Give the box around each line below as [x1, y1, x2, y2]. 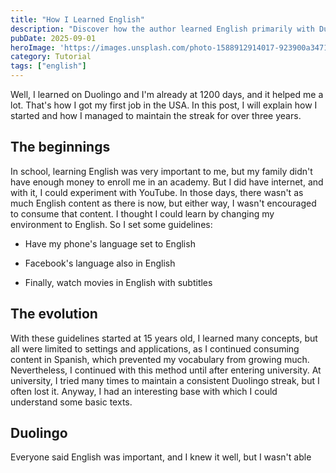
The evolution [10, 306, 98, 323]
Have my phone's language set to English [24, 237, 196, 250]
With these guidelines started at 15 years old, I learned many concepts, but [10, 332, 318, 344]
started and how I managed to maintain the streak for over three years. [10, 110, 302, 121]
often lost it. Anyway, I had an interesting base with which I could [10, 385, 278, 397]
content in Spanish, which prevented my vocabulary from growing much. [10, 353, 310, 365]
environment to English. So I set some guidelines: [10, 218, 213, 230]
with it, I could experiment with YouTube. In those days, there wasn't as [10, 186, 304, 198]
